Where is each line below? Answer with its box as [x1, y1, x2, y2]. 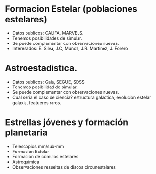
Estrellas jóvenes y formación [5, 117, 129, 128]
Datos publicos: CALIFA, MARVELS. [12, 30, 84, 36]
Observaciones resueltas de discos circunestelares [12, 164, 116, 170]
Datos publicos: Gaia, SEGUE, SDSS [12, 79, 85, 85]
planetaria [5, 127, 48, 138]
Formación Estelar [12, 148, 49, 154]
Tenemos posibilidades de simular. [12, 35, 82, 41]
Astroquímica [12, 159, 39, 165]
